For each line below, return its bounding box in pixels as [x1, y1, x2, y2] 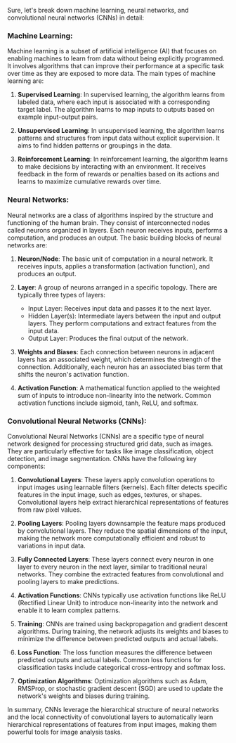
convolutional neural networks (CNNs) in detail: [7, 13, 144, 22]
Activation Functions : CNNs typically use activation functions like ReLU [17, 590, 226, 600]
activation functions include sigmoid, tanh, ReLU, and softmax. [17, 399, 199, 407]
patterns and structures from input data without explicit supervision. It [17, 134, 220, 143]
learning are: [7, 77, 44, 85]
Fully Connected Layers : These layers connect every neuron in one [17, 555, 214, 563]
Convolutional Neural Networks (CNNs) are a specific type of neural [7, 432, 204, 440]
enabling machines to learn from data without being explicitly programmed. [7, 54, 225, 63]
